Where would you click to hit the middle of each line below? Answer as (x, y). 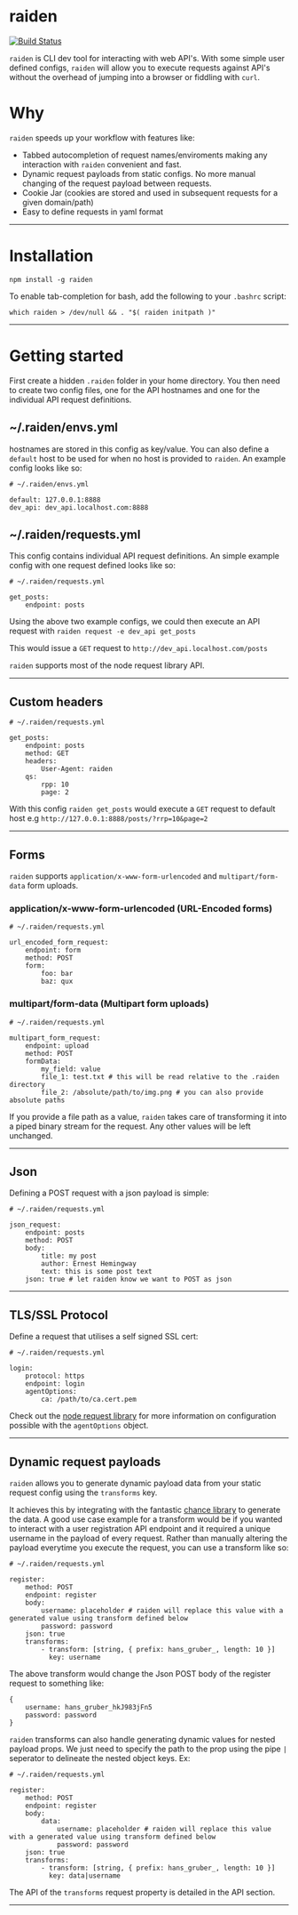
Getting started (67, 356)
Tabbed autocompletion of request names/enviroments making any (145, 155)
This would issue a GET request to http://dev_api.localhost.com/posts (138, 648)
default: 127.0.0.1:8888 (55, 500)
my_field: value (71, 1069)
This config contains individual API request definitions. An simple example (144, 556)
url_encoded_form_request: (59, 943)
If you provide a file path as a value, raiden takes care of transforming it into (148, 1116)
